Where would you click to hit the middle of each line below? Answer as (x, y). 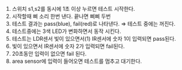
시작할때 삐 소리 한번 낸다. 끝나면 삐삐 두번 (61, 16)
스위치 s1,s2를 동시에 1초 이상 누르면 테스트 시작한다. (73, 9)
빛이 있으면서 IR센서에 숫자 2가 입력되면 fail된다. (68, 46)
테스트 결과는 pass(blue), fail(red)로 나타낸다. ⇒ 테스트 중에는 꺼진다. (93, 24)
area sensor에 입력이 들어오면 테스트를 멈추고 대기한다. (77, 61)
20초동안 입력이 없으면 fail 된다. (49, 54)
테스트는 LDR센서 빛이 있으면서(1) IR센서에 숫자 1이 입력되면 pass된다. (94, 39)
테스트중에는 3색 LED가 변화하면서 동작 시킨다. (66, 31)
